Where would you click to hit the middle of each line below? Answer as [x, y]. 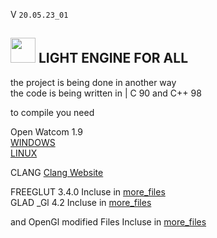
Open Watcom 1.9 [46, 131]
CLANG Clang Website [57, 172]
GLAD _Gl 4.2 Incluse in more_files [81, 202]
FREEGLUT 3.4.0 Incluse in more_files [88, 191]
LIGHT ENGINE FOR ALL [113, 58]
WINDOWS [33, 142]
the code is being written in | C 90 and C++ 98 [106, 93]
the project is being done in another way [93, 82]
